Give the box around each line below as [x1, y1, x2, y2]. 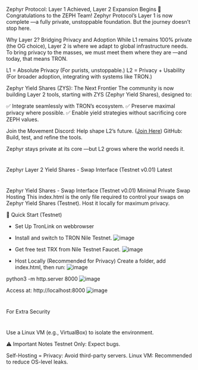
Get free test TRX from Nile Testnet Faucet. [14, 246, 121, 253]
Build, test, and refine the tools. [6, 134, 83, 141]
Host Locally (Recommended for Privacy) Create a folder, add [14, 257, 166, 265]
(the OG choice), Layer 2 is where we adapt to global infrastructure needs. [6, 42, 188, 49]
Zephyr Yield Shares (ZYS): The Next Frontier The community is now [6, 85, 174, 92]
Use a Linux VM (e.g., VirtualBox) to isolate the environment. [6, 328, 154, 336]
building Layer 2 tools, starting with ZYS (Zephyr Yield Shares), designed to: [6, 91, 192, 98]
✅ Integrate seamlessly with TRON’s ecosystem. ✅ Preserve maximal [6, 102, 175, 110]
